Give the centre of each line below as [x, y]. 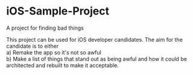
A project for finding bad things [45, 28]
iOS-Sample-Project [58, 11]
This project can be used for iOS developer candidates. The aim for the [94, 39]
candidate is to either [33, 46]
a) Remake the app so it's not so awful [54, 52]
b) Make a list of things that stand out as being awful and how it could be [96, 59]
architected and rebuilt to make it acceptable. [63, 65]
